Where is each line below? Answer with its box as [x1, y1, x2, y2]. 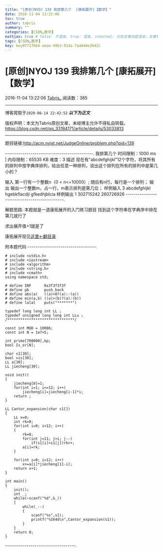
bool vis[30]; [5, 355, 34, 360]
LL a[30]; [5, 360, 25, 364]
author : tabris [5, 20, 36, 26]
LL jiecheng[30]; [5, 364, 40, 369]
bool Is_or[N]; [5, 343, 36, 347]
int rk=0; [14, 419, 34, 424]
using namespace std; [5, 275, 49, 279]
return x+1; [14, 466, 38, 471]
